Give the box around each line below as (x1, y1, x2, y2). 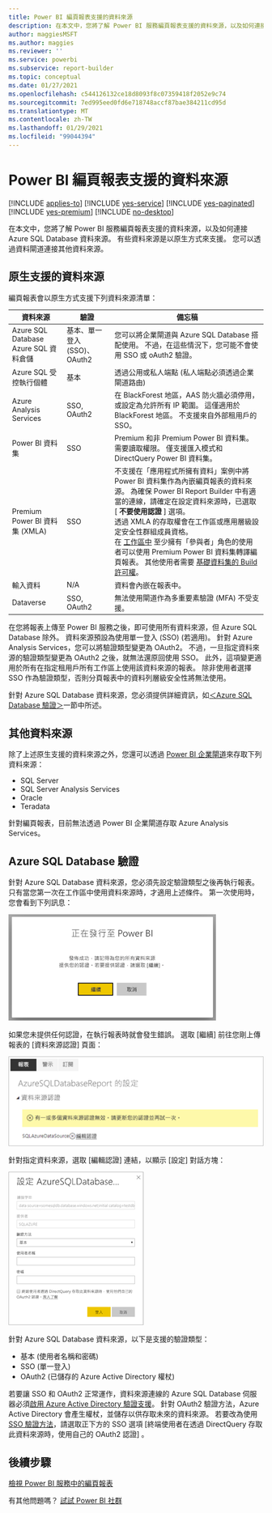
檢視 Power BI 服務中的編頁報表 (8, 1478, 113, 1488)
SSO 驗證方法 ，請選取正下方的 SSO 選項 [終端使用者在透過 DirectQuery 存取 (8, 1419, 263, 1429)
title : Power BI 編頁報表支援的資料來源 (8, 13, 134, 21)
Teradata (19, 801, 50, 811)
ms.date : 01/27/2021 (8, 81, 79, 89)
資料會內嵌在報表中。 (114, 580, 186, 590)
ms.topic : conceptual (8, 73, 82, 81)
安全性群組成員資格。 (121, 527, 193, 537)
